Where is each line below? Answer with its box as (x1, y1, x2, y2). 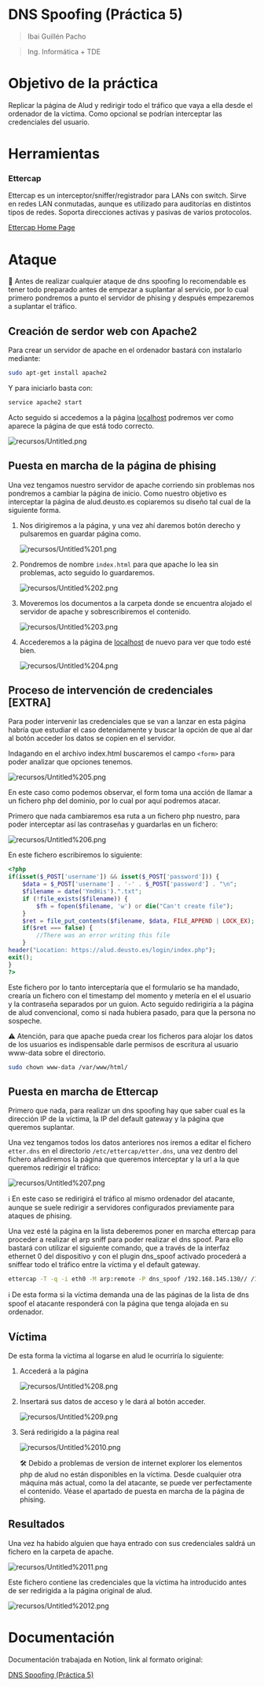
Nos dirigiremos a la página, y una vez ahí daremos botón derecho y (19, 520, 241, 530)
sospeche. (8, 1016, 42, 1025)
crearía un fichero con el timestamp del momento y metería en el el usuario (8, 990, 251, 1000)
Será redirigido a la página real (19, 1427, 119, 1436)
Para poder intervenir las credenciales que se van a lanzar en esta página (8, 717, 246, 726)
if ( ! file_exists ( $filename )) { (22, 894, 128, 903)
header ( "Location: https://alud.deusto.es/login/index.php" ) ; (8, 946, 216, 954)
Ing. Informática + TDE (27, 46, 101, 56)
